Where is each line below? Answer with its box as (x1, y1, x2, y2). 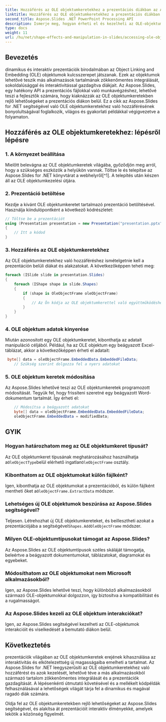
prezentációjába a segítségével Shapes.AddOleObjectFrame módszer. (5, 523, 142, 529)
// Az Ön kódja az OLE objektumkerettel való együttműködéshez (31, 300, 165, 305)
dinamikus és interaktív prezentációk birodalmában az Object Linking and (5, 66, 154, 72)
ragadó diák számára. (5, 691, 49, 697)
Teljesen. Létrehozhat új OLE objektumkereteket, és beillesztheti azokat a (5, 518, 154, 524)
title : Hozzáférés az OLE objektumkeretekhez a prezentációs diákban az (5, 7, 158, 12)
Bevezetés (5, 53, 39, 62)
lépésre (5, 136, 29, 144)
